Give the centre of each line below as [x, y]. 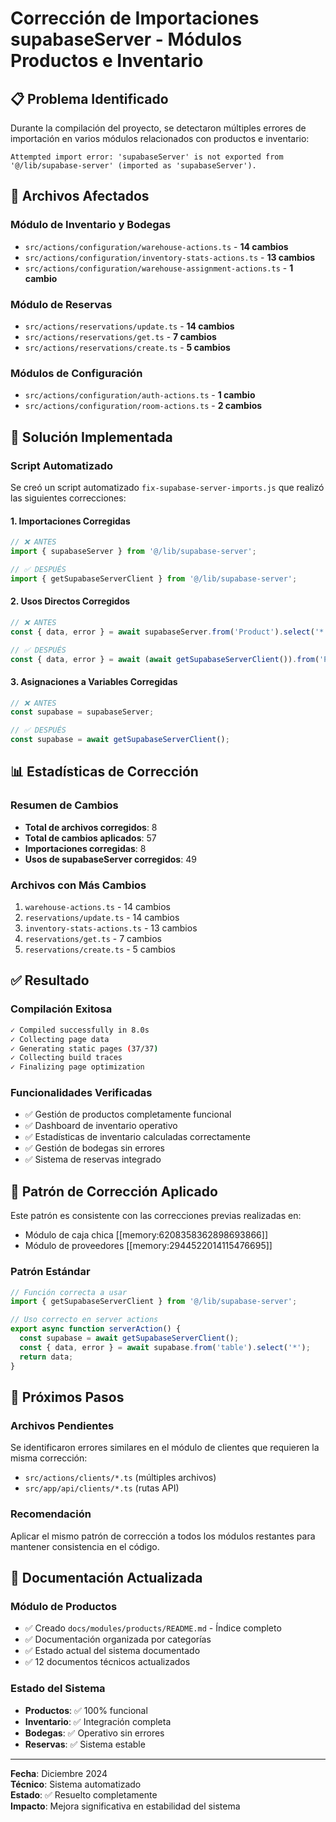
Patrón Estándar [50, 1272]
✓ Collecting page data [60, 1039]
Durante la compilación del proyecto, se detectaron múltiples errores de [158, 128]
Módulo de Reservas [61, 304]
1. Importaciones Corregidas [70, 521]
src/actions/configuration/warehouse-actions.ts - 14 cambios [156, 246]
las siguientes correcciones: [68, 498]
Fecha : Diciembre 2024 [59, 1773]
